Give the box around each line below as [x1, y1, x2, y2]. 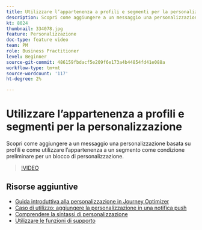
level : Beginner [6, 54, 47, 60]
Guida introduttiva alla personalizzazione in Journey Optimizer [14, 197, 170, 205]
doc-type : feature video [6, 37, 69, 43]
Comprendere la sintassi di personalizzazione [14, 210, 128, 217]
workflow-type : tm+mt [6, 64, 61, 71]
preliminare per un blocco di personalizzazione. [6, 153, 124, 160]
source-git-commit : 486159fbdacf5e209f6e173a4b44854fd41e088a [6, 59, 165, 65]
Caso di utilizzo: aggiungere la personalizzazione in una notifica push [14, 204, 187, 211]
